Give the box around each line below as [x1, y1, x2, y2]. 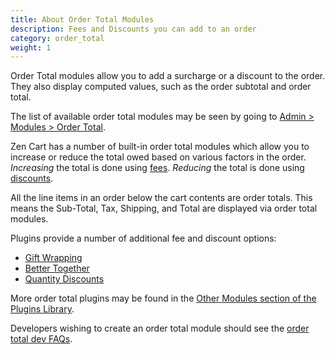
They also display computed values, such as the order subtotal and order [10, 81, 312, 93]
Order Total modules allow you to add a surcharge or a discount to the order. [10, 70, 326, 82]
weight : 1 [10, 42, 52, 53]
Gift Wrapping [24, 252, 83, 264]
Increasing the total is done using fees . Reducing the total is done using [10, 162, 305, 174]
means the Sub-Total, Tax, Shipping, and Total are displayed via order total [10, 202, 318, 215]
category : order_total [10, 33, 105, 43]
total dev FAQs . [10, 333, 73, 345]
